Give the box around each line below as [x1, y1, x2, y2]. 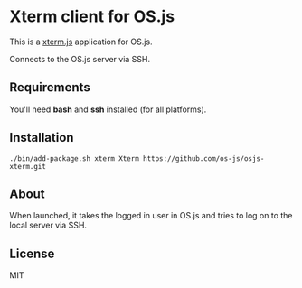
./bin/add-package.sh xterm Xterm [9, 153, 140, 163]
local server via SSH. [9, 219, 88, 231]
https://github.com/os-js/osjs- [143, 153, 265, 163]
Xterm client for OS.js [9, 6, 175, 27]
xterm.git [9, 162, 47, 171]
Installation [9, 130, 74, 145]
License [9, 246, 55, 261]
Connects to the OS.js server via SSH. [9, 53, 151, 64]
